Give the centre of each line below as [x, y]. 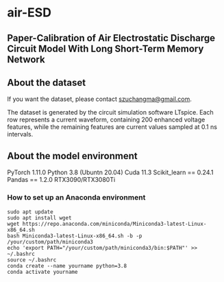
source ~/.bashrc [32, 260]
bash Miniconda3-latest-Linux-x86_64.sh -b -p [75, 236]
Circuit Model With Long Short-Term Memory [105, 48]
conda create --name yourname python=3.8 [67, 266]
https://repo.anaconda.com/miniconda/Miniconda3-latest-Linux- [114, 224]
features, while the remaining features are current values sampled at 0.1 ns [112, 127]
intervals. [20, 134]
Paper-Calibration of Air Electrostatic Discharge [111, 38]
